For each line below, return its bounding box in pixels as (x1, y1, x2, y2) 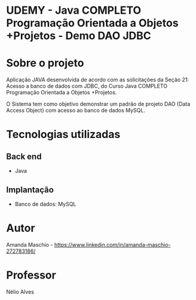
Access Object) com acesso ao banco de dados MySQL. (6, 107, 145, 114)
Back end (6, 151, 42, 161)
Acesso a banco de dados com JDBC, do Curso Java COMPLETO (6, 82, 168, 90)
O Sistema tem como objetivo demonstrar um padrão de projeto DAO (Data (6, 100, 191, 108)
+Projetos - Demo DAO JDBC (6, 29, 151, 42)
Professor (6, 268, 57, 282)
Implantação (6, 185, 54, 195)
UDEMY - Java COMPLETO (6, 4, 142, 17)
